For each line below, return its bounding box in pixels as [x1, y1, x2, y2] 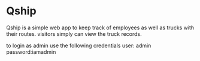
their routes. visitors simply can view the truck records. [6, 30, 142, 37]
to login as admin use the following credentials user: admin [6, 42, 151, 49]
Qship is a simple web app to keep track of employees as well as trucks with [6, 24, 195, 31]
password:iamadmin [6, 48, 56, 55]
